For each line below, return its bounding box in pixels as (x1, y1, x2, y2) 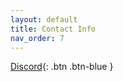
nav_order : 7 (10, 33, 65, 43)
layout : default (10, 14, 78, 25)
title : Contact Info (10, 24, 97, 34)
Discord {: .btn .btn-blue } (10, 61, 114, 73)
